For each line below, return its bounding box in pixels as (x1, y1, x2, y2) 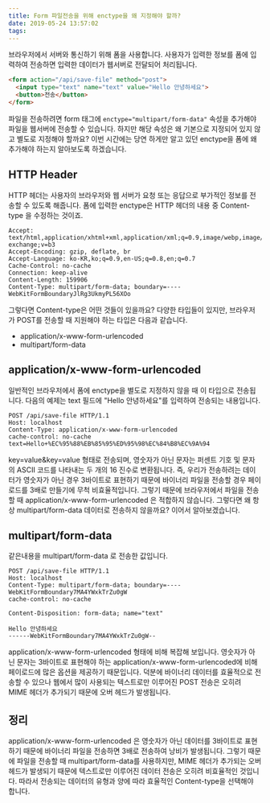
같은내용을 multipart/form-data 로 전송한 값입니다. (8, 551, 169, 561)
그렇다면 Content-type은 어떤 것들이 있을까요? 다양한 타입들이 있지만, (8, 305, 227, 315)
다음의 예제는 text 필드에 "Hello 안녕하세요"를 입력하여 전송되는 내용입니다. (25, 395, 261, 405)
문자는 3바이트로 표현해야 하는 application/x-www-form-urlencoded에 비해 (16, 657, 258, 667)
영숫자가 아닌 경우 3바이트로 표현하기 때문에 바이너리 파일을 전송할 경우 (22, 475, 247, 484)
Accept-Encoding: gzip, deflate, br (8, 247, 131, 256)
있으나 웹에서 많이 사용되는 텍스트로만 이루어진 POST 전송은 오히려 (31, 677, 242, 687)
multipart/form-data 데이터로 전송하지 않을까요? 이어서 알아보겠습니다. (16, 504, 241, 515)
